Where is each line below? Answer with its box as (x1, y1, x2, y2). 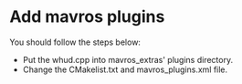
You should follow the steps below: (9, 37, 142, 47)
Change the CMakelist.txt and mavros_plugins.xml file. (22, 64, 228, 75)
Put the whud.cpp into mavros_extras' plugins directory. (22, 54, 234, 65)
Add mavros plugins (9, 6, 165, 27)
